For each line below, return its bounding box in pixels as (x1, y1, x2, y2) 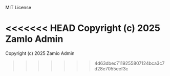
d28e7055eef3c (94, 65, 129, 71)
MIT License (5, 5, 32, 10)
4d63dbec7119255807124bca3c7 (94, 60, 165, 66)
